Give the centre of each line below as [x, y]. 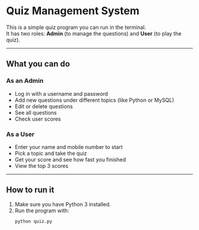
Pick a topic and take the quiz [51, 153]
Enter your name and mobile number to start [69, 147]
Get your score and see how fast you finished [70, 159]
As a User [20, 134]
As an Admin [25, 81]
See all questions [36, 112]
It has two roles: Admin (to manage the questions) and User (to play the [94, 33]
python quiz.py [33, 221]
